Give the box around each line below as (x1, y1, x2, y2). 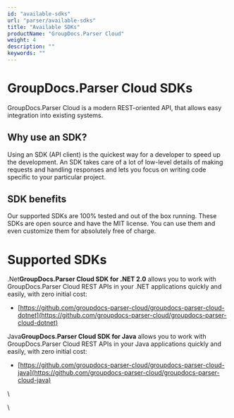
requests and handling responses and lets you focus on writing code (7, 165, 207, 174)
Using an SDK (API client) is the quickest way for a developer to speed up (7, 150, 221, 159)
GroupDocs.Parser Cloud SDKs (7, 80, 193, 96)
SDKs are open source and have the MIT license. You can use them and (7, 220, 216, 228)
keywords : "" (7, 50, 46, 57)
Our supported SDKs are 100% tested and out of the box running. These (7, 212, 217, 220)
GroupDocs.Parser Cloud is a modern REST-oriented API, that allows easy (7, 103, 222, 112)
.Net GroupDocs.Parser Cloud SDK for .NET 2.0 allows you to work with (7, 275, 216, 283)
